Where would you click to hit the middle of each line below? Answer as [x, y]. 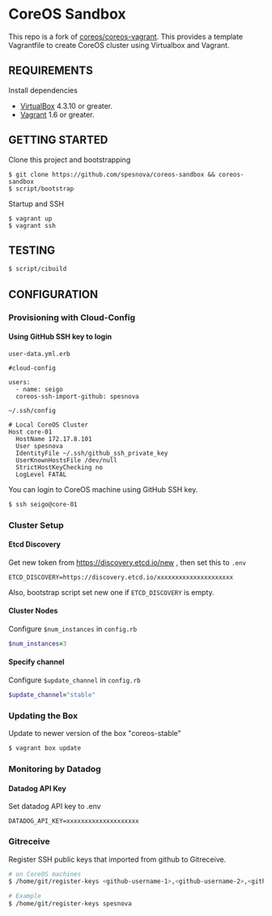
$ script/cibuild [38, 269]
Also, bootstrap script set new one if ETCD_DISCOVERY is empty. [111, 592]
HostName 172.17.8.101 [54, 439]
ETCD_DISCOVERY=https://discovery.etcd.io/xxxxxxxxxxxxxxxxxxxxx [121, 577]
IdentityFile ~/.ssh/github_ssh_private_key [92, 453]
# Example [25, 897]
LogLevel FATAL [41, 474]
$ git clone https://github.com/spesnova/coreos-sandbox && [112, 174]
